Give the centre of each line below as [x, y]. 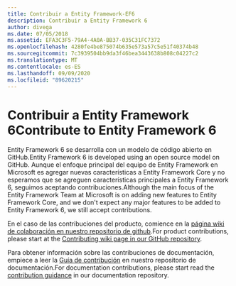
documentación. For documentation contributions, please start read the [111, 268]
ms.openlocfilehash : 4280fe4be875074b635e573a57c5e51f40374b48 [103, 47]
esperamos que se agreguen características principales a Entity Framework [118, 180]
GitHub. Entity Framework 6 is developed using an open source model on [114, 158]
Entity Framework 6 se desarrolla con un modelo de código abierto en [109, 150]
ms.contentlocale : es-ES [44, 67]
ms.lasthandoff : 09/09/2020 [49, 73]
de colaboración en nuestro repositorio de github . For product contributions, [118, 231]
